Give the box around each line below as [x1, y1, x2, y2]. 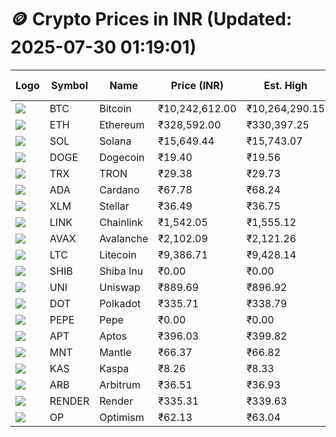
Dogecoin [99, 150, 145, 164]
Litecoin [99, 247, 137, 261]
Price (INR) [170, 78, 225, 92]
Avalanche [99, 231, 149, 245]
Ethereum [99, 117, 145, 131]
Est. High [263, 78, 308, 92]
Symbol [51, 78, 88, 92]
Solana [99, 134, 132, 148]
